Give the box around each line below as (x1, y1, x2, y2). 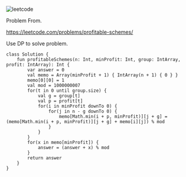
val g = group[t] (37, 93, 81, 99)
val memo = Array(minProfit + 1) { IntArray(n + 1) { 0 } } (27, 72, 178, 78)
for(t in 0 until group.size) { (27, 88, 107, 94)
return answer (27, 155, 62, 161)
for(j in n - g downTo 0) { (48, 108, 118, 114)
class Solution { (6, 52, 49, 57)
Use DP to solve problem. (6, 40, 68, 47)
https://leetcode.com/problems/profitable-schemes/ (6, 28, 133, 36)
